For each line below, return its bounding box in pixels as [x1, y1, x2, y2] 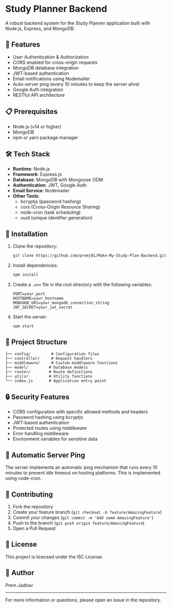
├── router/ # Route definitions [5, 369, 93, 374]
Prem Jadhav [5, 582, 33, 588]
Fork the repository [12, 504, 54, 510]
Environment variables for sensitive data [12, 436, 98, 442]
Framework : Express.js [12, 171, 62, 177]
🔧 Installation [5, 230, 48, 238]
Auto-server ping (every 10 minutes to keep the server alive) [12, 81, 140, 87]
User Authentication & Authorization [12, 54, 89, 60]
